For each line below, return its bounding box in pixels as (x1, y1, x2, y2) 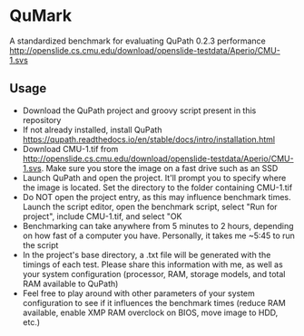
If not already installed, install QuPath (22, 124, 162, 135)
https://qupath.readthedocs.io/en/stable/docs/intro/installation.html (22, 133, 275, 145)
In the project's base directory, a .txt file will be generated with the (22, 249, 271, 260)
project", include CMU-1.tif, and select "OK (22, 210, 182, 222)
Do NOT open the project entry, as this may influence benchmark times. (22, 191, 292, 202)
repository (22, 114, 62, 125)
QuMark (9, 5, 73, 26)
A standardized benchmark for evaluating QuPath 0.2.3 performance (9, 35, 266, 46)
